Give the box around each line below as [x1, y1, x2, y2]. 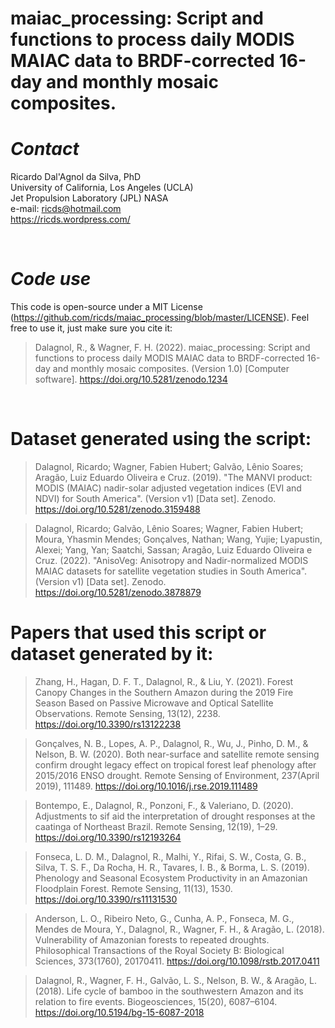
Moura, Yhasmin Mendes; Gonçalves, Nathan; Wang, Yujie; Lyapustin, [34, 533, 323, 545]
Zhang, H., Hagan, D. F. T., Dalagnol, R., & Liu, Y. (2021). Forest [34, 675, 294, 687]
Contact [10, 138, 80, 161]
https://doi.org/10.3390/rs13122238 [34, 718, 182, 730]
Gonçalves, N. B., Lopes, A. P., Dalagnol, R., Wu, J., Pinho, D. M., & [34, 737, 309, 749]
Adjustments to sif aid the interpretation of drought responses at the [34, 810, 316, 822]
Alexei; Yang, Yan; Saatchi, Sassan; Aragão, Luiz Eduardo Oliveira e [34, 544, 313, 556]
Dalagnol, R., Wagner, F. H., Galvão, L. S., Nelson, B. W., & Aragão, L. [34, 974, 318, 986]
